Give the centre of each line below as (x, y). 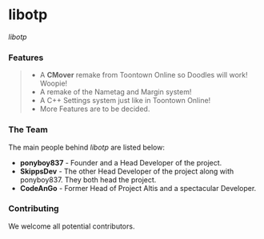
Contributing (34, 209)
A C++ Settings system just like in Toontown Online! (125, 101)
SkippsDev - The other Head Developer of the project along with (127, 171)
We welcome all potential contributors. (72, 226)
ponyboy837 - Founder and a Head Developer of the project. (121, 162)
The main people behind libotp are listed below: (87, 147)
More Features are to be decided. (95, 109)
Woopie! (54, 84)
